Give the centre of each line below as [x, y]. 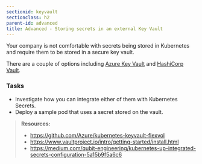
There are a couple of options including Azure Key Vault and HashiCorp [95, 64]
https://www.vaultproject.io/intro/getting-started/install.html [104, 142]
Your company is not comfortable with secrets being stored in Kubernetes [98, 46]
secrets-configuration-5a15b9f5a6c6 [76, 154]
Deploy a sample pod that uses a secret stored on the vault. [89, 112]
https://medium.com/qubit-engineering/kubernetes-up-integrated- [113, 148]
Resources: [36, 124]
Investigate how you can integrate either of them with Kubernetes [96, 99]
